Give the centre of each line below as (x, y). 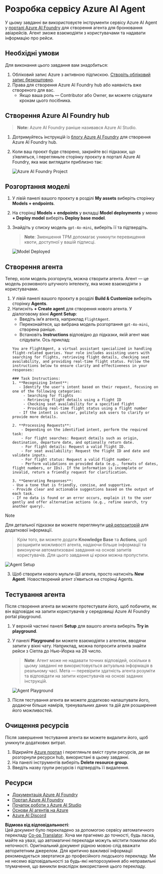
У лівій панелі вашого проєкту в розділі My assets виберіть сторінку (83, 198)
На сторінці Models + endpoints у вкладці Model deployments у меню (85, 213)
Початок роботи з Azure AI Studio (47, 805)
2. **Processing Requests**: (42, 426)
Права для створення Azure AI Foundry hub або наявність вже (77, 85)
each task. (23, 494)
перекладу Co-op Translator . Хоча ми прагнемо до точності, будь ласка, (80, 835)
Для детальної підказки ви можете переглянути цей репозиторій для (77, 525)
